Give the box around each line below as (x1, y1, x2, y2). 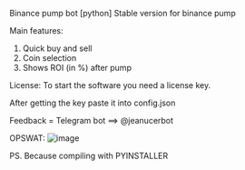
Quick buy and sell (22, 43, 93, 54)
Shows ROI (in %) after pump (22, 63, 132, 73)
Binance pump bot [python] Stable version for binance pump (9, 8, 236, 18)
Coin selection (22, 53, 77, 63)
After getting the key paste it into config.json (9, 97, 176, 108)
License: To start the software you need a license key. (9, 80, 211, 90)
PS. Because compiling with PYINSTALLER (9, 150, 169, 161)
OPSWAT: (9, 133, 45, 144)
